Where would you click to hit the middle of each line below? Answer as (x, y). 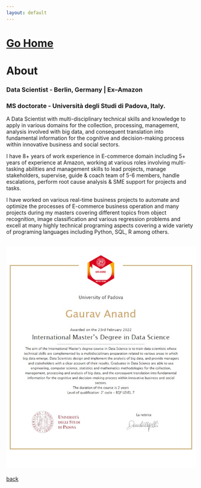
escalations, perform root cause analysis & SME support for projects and (96, 182)
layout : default (26, 13)
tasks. (14, 188)
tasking (15, 169)
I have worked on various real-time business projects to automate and (93, 200)
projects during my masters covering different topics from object (86, 213)
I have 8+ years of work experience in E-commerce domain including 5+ (96, 156)
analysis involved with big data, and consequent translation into (85, 132)
